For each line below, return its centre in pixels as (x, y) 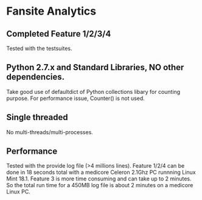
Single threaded (37, 117)
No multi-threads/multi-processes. (50, 132)
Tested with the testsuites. (39, 48)
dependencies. (36, 77)
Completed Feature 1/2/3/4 (59, 34)
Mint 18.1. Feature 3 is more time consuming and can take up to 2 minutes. (99, 179)
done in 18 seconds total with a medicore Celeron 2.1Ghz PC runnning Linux (101, 173)
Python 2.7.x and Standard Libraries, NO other (95, 67)
